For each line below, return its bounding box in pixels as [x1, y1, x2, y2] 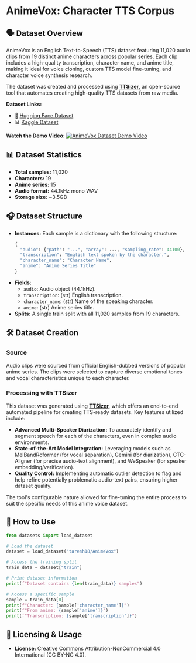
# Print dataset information [6, 576, 77, 581]
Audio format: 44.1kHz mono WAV [14, 187, 98, 194]
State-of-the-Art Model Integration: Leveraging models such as [14, 445, 171, 452]
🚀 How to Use [6, 517, 56, 527]
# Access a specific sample [6, 591, 75, 597]
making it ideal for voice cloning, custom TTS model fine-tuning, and [6, 66, 171, 72]
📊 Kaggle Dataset [14, 119, 59, 126]
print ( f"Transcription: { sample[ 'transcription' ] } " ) [6, 613, 137, 619]
